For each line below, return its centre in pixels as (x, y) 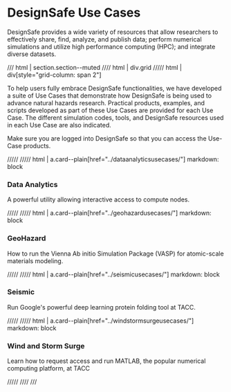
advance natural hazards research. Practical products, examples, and (106, 103)
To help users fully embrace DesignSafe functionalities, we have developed (114, 88)
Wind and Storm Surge (46, 346)
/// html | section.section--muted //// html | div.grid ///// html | (94, 67)
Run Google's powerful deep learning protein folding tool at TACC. (101, 307)
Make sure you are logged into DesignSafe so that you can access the (107, 138)
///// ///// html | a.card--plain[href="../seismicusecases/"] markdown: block (113, 274)
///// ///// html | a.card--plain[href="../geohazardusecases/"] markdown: (110, 213)
